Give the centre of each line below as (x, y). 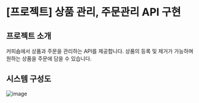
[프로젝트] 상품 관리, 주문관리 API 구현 (94, 12)
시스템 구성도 (29, 79)
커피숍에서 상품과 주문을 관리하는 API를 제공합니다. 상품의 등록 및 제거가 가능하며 (100, 51)
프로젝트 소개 (29, 36)
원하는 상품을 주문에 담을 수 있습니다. (49, 59)
